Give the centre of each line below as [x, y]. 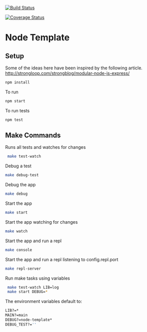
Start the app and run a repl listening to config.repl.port [62, 259]
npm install [17, 82]
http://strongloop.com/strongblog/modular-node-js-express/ [68, 73]
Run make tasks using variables [38, 278]
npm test [14, 120]
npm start [15, 101]
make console [19, 250]
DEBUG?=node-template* [29, 320]
